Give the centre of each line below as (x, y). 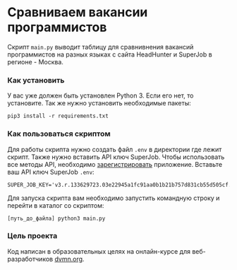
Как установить (36, 80)
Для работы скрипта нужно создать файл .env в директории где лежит (115, 149)
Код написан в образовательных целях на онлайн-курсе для (99, 251)
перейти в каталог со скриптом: (56, 205)
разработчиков (30, 259)
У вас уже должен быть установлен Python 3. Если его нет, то (101, 95)
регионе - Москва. (35, 61)
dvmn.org (69, 259)
